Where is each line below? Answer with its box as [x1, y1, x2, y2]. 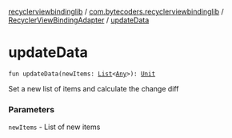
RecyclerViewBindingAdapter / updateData [8, 15, 150, 25]
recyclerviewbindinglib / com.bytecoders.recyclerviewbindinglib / [8, 7, 224, 16]
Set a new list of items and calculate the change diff [8, 83, 179, 93]
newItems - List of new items [8, 122, 101, 132]
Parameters [8, 103, 54, 115]
